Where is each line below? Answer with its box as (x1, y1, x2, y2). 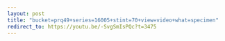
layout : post (7, 10, 45, 17)
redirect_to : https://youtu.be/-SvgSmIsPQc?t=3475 (7, 23, 157, 30)
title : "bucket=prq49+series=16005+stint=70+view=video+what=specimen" (7, 17, 219, 24)
